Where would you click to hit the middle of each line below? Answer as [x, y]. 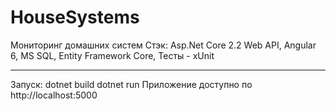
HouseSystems [75, 17]
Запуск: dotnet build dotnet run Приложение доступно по [131, 84]
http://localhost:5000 [54, 95]
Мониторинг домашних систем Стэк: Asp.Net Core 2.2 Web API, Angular [163, 45]
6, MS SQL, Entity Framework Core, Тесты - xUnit [112, 55]
